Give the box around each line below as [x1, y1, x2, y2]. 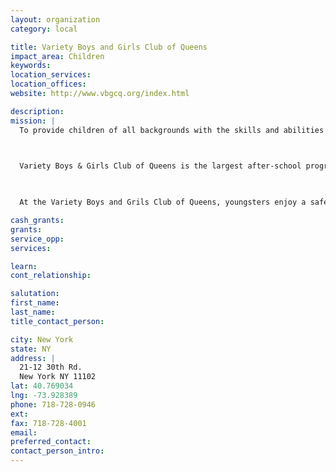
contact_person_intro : [10, 446, 105, 456]
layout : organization [10, 14, 101, 25]
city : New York [10, 334, 74, 345]
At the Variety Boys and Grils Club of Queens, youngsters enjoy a [19, 197, 307, 208]
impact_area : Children [10, 51, 105, 61]
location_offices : [10, 79, 87, 90]
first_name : [10, 298, 60, 308]
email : [10, 427, 38, 438]
